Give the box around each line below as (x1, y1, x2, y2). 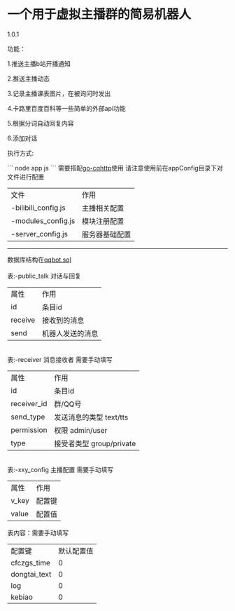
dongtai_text (10, 569, 52, 579)
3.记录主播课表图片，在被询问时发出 (7, 89, 111, 98)
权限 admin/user (54, 425, 108, 435)
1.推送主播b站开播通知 (7, 59, 71, 67)
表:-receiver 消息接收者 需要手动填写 (7, 355, 113, 363)
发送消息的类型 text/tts (54, 412, 129, 422)
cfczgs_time (10, 558, 51, 568)
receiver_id (10, 398, 48, 408)
